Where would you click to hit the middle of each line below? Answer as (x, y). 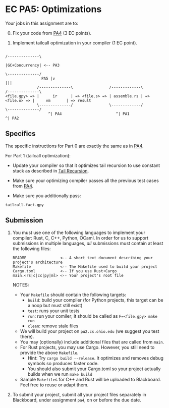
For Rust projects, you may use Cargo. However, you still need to (87, 347)
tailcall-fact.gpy (24, 205)
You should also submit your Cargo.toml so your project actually (94, 369)
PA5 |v (48, 78)
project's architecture (38, 262)
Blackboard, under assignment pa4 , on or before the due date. (77, 400)
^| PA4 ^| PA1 (89, 114)
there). (27, 336)
